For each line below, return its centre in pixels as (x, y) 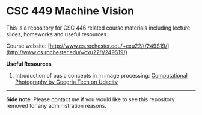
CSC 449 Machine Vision (70, 11)
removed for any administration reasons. (57, 105)
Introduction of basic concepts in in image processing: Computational (101, 75)
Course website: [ (28, 46)
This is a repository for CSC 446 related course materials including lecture (98, 28)
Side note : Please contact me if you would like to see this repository (90, 99)
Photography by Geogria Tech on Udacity (66, 82)
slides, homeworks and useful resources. (57, 34)
